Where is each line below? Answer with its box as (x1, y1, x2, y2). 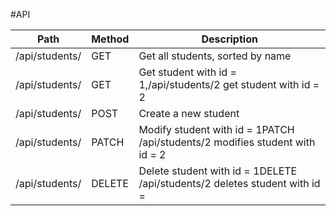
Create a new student (138, 107, 240, 120)
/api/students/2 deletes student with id (138, 177, 321, 190)
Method (91, 32, 130, 46)
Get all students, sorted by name (138, 49, 292, 63)
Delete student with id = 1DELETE (138, 164, 298, 178)
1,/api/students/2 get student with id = (138, 78, 320, 91)
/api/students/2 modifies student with (138, 135, 316, 149)
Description (201, 32, 258, 46)
